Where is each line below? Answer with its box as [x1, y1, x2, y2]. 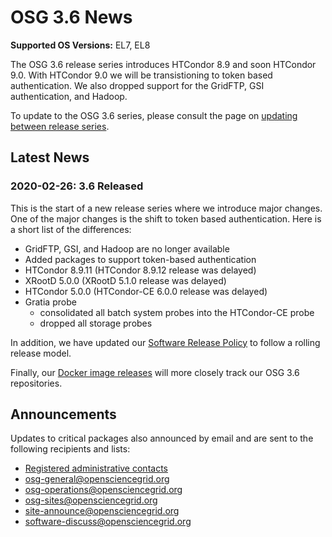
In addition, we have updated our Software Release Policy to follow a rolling [10, 336, 321, 348]
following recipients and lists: [10, 443, 131, 455]
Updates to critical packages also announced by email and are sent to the [10, 432, 314, 445]
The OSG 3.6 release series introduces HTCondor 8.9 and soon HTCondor [10, 58, 317, 70]
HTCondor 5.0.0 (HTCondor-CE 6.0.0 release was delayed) [24, 285, 268, 297]
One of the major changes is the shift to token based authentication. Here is [10, 212, 322, 225]
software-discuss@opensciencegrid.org [24, 516, 192, 528]
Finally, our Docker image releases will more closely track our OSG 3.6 [10, 366, 300, 378]
